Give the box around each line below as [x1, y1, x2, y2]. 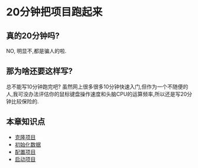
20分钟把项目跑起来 [6, 5, 103, 19]
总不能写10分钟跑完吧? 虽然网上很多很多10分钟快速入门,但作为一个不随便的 [6, 83, 189, 90]
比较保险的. [11, 98, 40, 105]
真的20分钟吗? [6, 31, 60, 41]
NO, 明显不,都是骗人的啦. [6, 48, 67, 54]
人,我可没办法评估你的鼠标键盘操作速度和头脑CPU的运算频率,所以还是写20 [6, 90, 187, 97]
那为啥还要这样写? [6, 66, 73, 77]
